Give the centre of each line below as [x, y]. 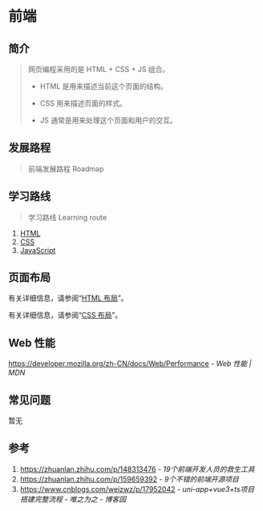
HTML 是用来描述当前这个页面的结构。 [104, 86]
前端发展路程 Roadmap [66, 168]
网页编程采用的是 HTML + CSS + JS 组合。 [99, 69]
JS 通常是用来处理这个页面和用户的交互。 [109, 120]
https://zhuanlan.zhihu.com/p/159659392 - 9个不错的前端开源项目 [129, 479]
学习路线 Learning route [67, 217]
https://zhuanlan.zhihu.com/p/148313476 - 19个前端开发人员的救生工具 [137, 469]
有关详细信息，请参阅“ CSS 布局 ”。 [65, 315]
